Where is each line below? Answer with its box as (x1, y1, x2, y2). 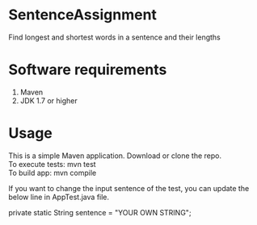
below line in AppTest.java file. (8, 192, 110, 202)
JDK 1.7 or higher (19, 95, 78, 106)
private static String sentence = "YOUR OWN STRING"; (8, 207, 192, 217)
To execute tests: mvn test (8, 159, 96, 169)
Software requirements (8, 60, 167, 79)
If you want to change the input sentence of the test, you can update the (8, 183, 250, 193)
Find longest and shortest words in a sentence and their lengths (8, 32, 221, 42)
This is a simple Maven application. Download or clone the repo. (8, 151, 222, 160)
